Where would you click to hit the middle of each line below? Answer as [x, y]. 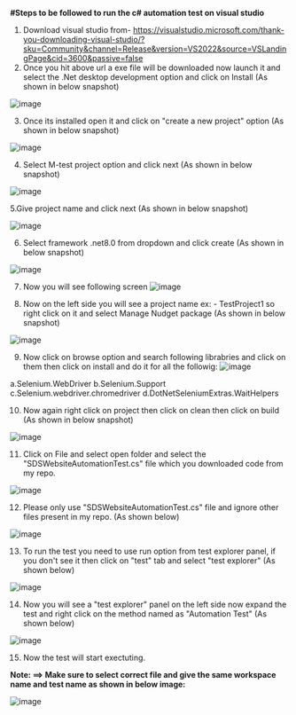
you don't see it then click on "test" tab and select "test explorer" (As [149, 561]
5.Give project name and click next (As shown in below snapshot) [129, 208]
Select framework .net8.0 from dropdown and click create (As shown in [153, 243]
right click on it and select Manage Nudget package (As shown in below [154, 313]
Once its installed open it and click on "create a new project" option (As [153, 121]
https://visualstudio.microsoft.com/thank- [208, 30]
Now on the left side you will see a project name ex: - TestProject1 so [149, 304]
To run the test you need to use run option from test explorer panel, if [149, 551]
